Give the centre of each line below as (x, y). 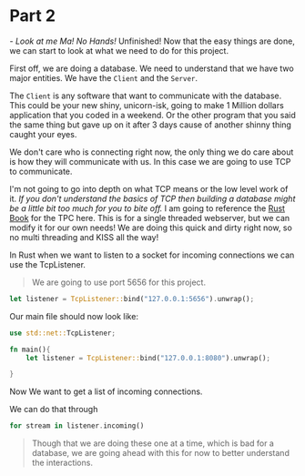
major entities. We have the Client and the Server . (104, 77)
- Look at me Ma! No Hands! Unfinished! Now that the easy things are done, (152, 41)
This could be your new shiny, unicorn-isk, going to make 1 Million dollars (147, 105)
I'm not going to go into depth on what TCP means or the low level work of (149, 188)
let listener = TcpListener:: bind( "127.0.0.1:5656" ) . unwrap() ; (132, 299)
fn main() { (30, 349)
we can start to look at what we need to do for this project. (119, 50)
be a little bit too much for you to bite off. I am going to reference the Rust (147, 208)
